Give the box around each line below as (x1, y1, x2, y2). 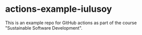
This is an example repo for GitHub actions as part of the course (5, 20, 137, 26)
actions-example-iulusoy (5, 3, 112, 15)
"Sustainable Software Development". (5, 25, 83, 31)
